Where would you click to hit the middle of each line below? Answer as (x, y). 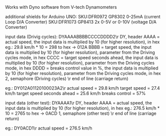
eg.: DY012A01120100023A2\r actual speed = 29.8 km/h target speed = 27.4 (83, 88)
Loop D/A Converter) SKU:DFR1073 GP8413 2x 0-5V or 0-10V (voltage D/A (81, 22)
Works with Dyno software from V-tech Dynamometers (61, 7)
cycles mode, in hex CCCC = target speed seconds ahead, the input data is (82, 58)
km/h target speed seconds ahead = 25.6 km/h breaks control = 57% (75, 93)
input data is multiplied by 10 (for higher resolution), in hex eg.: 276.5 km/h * (82, 108)
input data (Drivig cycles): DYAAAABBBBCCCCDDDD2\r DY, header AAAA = (83, 37)
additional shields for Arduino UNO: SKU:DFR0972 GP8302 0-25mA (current (83, 17)
